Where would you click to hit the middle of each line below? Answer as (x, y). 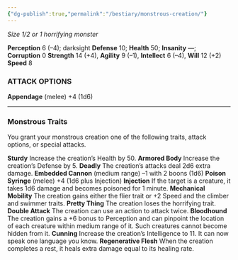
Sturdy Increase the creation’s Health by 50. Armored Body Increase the (114, 158)
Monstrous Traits (38, 121)
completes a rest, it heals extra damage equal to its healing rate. (101, 249)
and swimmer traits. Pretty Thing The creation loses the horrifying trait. (112, 203)
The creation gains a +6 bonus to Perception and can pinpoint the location (116, 219)
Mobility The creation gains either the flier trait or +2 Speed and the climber (118, 196)
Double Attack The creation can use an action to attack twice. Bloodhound (117, 211)
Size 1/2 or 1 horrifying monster (53, 34)
